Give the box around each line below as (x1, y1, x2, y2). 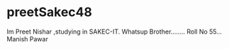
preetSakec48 (6, 4, 93, 20)
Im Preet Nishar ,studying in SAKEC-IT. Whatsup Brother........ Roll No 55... (6, 27, 223, 36)
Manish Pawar (6, 34, 49, 43)
